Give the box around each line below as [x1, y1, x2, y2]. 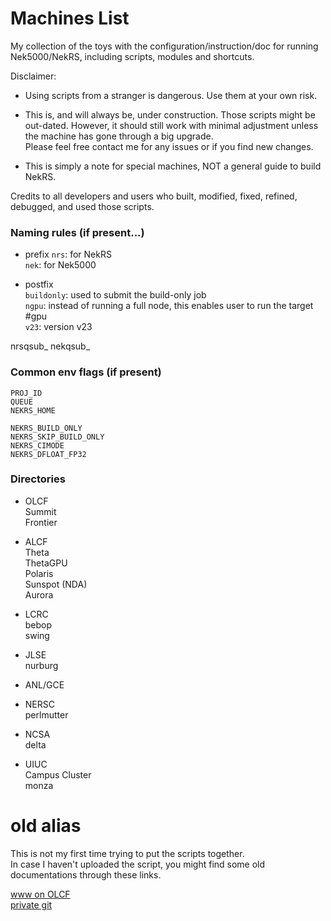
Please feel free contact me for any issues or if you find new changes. [24, 140, 314, 152]
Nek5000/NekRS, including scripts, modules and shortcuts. [10, 50, 255, 62]
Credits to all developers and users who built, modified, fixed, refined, [10, 190, 298, 202]
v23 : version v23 [24, 321, 93, 333]
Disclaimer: [10, 70, 57, 82]
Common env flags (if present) [10, 365, 162, 379]
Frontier [24, 516, 58, 528]
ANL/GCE [24, 678, 65, 691]
